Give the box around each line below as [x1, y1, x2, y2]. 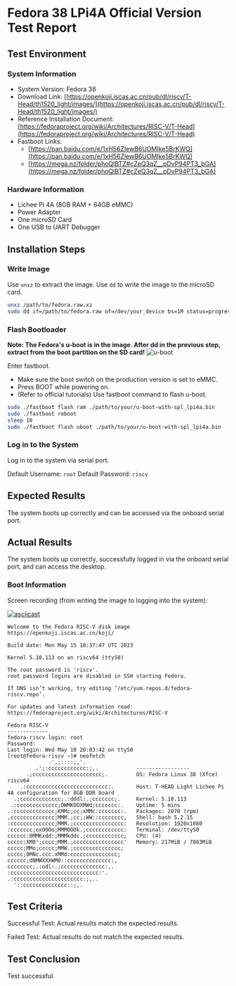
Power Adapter [17, 208, 61, 216]
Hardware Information [7, 184, 84, 194]
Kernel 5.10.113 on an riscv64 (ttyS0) [7, 654, 124, 661]
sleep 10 [7, 417, 33, 424]
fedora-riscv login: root [7, 734, 83, 741]
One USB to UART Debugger [17, 223, 100, 231]
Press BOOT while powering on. [17, 382, 110, 391]
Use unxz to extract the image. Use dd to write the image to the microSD [7, 280, 215, 289]
